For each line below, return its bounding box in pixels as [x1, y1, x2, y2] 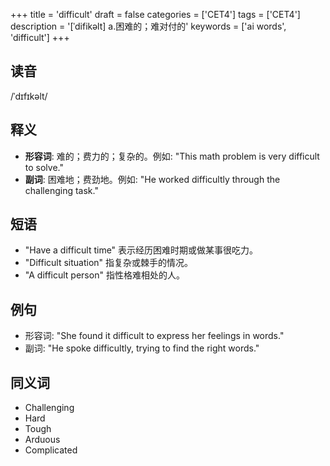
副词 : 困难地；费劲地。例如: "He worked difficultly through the [24, 173, 281, 185]
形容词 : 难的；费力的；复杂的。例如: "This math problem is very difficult [24, 150, 320, 162]
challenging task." [24, 184, 99, 196]
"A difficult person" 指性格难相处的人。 [24, 269, 185, 281]
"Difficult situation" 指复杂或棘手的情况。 [24, 257, 194, 269]
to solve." [24, 161, 64, 173]
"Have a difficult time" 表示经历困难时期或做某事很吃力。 [24, 244, 259, 256]
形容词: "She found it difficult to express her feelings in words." [24, 330, 285, 342]
